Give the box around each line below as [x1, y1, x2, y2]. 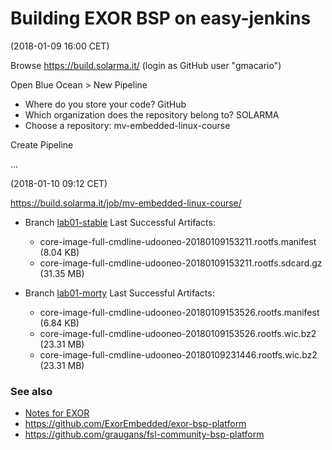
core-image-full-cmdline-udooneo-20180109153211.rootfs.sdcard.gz [39, 257, 323, 269]
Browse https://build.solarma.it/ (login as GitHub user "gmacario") [10, 59, 282, 71]
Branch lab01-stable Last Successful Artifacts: [24, 216, 216, 228]
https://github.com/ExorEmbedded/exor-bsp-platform [24, 418, 247, 430]
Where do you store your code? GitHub [24, 98, 187, 110]
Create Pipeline [10, 138, 74, 151]
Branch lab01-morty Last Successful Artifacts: [24, 287, 215, 299]
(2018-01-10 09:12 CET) [10, 177, 108, 189]
